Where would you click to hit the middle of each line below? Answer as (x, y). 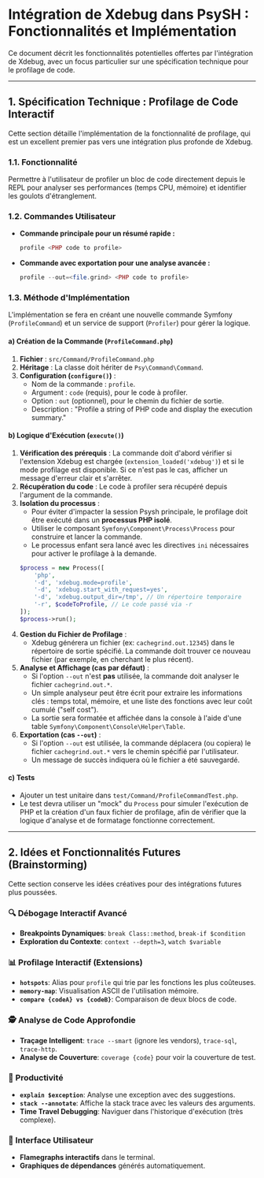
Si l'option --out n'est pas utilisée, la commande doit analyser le (135, 676)
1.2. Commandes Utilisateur (62, 216)
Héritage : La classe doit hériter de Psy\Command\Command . (112, 367)
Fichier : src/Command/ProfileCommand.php (87, 359)
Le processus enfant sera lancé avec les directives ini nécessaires (140, 544)
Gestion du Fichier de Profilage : (73, 634)
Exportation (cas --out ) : (60, 734)
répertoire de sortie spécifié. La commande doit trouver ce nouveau (141, 651)
